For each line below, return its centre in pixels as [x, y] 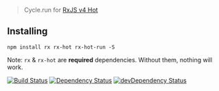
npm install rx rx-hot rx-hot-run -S [61, 47]
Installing [27, 31]
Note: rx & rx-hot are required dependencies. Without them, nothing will [110, 60]
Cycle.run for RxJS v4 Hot [61, 10]
